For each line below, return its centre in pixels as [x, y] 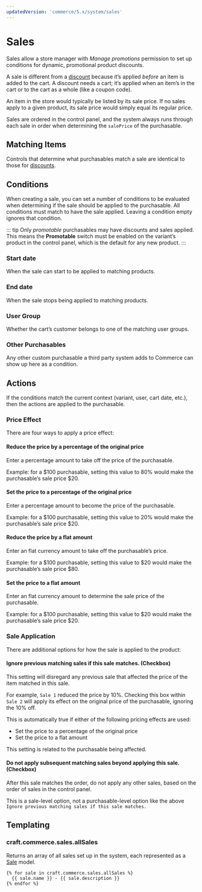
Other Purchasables [36, 345]
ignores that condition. [34, 218]
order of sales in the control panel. [49, 789]
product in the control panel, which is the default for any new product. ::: [96, 243]
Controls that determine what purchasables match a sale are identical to [96, 159]
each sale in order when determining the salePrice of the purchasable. [94, 126]
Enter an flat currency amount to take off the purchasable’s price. [87, 551]
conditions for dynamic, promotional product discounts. [75, 65]
